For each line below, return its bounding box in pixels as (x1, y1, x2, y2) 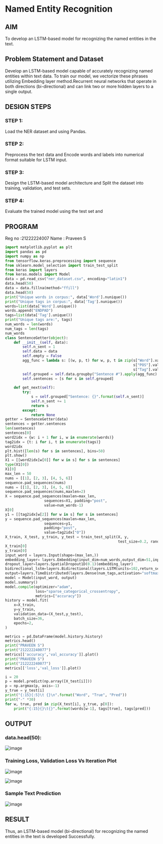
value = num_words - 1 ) (44, 503, 83, 508)
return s (31, 403, 49, 408)
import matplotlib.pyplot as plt (5, 245, 73, 250)
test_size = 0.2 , (118, 539, 149, 544)
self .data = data (22, 349, 57, 354)
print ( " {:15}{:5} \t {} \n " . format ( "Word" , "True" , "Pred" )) (5, 693, 127, 697)
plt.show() (5, 453, 27, 458)
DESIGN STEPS (5, 103, 52, 111)
